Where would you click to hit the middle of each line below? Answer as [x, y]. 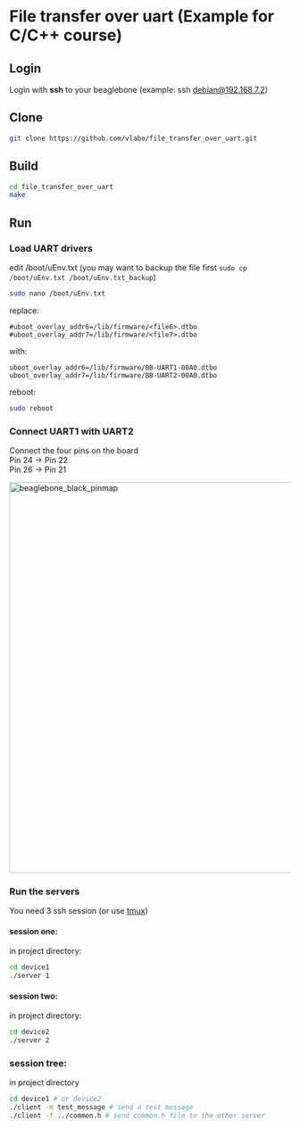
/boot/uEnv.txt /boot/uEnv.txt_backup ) [83, 277]
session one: [33, 931]
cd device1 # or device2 [55, 1099]
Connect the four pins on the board [74, 450]
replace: [25, 311]
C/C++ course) [66, 35]
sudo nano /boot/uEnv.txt [57, 293]
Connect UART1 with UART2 [71, 431]
